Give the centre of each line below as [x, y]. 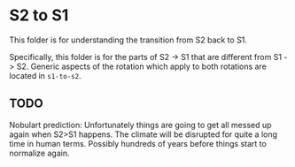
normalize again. [39, 153]
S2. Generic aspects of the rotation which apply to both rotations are [142, 66]
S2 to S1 [39, 15]
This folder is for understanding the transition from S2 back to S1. [128, 40]
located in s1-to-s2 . [45, 75]
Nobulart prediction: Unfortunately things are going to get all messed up [140, 125]
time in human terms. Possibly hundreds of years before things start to [138, 143]
